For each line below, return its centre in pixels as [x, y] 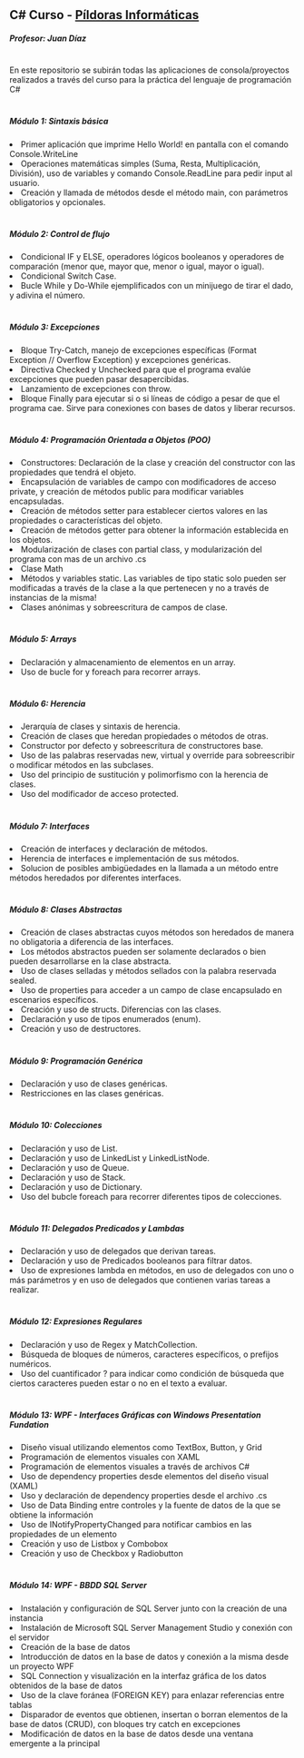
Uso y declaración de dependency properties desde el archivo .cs [144, 1496]
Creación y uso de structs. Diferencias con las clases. [122, 1009]
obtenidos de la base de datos [66, 1685]
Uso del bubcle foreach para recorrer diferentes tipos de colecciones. [152, 1196]
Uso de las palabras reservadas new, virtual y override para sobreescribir [158, 755]
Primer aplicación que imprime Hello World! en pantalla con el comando [155, 144]
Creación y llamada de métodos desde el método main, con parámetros [155, 192]
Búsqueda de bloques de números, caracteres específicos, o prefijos [150, 1354]
